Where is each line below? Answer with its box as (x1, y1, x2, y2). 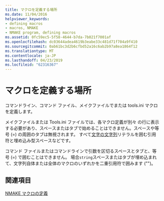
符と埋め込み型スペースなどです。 (5, 138, 73, 144)
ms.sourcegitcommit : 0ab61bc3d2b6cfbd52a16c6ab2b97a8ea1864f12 (5, 44, 138, 49)
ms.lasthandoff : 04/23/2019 (5, 58, 63, 63)
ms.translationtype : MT (5, 48, 54, 53)
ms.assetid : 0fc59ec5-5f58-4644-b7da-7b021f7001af (5, 35, 111, 40)
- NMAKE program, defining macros (5, 30, 76, 35)
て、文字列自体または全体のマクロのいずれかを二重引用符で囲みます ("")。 (5, 161, 156, 166)
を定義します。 (5, 109, 35, 115)
